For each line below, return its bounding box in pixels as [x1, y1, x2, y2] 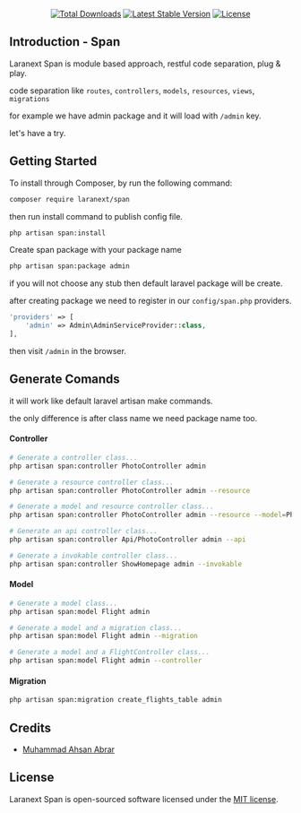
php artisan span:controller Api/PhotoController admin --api [9, 535, 246, 544]
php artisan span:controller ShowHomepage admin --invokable [9, 559, 243, 568]
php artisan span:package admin [9, 262, 130, 271]
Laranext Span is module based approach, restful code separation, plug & [9, 58, 281, 69]
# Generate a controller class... [9, 453, 139, 462]
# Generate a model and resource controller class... [9, 502, 215, 511]
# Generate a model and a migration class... [9, 623, 182, 632]
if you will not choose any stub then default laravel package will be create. [9, 278, 283, 289]
